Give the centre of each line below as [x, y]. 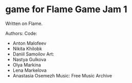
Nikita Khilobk [27, 48]
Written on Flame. [24, 23]
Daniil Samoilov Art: [34, 54]
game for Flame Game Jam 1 [66, 9]
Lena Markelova [30, 70]
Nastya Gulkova [29, 59]
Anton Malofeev [29, 43]
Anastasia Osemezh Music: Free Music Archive [62, 75]
